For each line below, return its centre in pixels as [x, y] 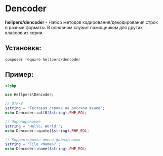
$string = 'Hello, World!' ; [34, 126]
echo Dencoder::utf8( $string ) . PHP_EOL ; [46, 113]
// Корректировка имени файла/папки [43, 140]
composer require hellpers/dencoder [43, 60]
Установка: [23, 48]
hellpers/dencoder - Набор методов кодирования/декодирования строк [81, 22]
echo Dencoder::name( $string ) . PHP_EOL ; [46, 149]
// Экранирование [23, 122]
